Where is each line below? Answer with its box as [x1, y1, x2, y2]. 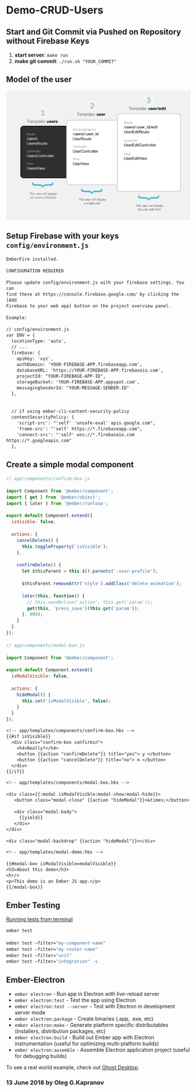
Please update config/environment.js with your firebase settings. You [6, 280, 184, 286]
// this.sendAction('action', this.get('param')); [27, 599, 153, 605]
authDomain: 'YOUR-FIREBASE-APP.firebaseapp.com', [16, 362, 143, 368]
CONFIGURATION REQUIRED [6, 268, 64, 274]
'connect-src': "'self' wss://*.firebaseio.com [16, 432, 135, 438]
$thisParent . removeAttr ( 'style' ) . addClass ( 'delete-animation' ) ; [21, 581, 182, 587]
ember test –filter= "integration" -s [6, 959, 98, 964]
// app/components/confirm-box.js [6, 476, 91, 482]
